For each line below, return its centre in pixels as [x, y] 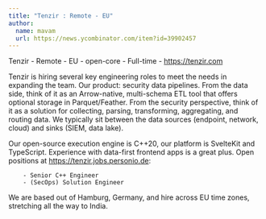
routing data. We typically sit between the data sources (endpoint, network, [134, 120]
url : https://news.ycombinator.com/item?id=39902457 [106, 38]
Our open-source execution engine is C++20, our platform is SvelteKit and [132, 144]
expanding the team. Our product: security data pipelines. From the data [128, 85]
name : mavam [36, 31]
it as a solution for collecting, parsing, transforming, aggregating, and [123, 111]
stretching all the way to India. [58, 206]
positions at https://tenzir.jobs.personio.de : [80, 161]
